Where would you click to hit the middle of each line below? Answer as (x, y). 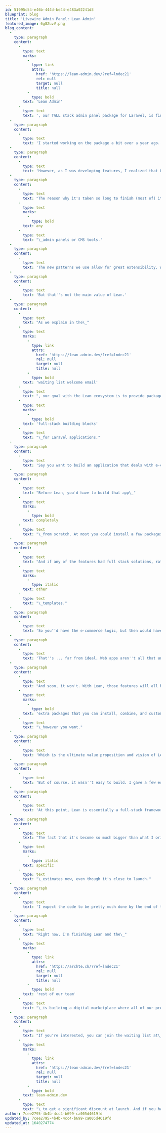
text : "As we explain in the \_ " (56, 323)
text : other (35, 589)
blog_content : (20, 28)
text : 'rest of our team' (50, 994)
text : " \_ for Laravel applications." (62, 438)
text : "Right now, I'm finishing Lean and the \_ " (75, 934)
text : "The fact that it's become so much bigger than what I (88, 838)
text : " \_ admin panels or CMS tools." (63, 240)
